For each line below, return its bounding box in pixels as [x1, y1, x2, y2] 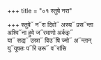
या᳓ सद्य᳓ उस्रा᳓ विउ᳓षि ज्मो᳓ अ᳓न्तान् [7, 36, 92, 45]
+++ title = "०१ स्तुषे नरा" [7, 7, 72, 15]
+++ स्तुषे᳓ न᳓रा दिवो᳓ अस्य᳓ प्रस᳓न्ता [7, 21, 94, 29]
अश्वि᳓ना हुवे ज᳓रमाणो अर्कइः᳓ [7, 29, 73, 36]
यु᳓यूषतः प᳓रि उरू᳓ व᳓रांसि [7, 44, 67, 52]
